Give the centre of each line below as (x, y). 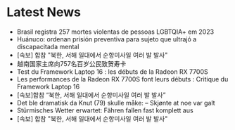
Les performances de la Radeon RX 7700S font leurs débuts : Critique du (122, 79)
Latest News (44, 12)
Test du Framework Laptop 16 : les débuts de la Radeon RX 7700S (112, 72)
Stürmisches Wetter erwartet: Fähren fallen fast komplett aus (105, 110)
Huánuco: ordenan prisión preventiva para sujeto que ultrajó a (107, 39)
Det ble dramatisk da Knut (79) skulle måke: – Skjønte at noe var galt (116, 103)
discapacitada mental (48, 46)
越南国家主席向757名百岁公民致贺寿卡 (71, 63)
